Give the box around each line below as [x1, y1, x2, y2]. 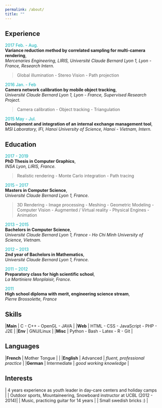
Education [5, 140, 37, 148]
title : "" [5, 12, 25, 16]
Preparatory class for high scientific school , [5, 271, 95, 277]
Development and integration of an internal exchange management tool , [5, 121, 153, 127]
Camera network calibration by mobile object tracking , [5, 87, 117, 93]
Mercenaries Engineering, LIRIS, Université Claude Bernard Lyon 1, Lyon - [5, 58, 151, 63]
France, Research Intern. [5, 63, 55, 69]
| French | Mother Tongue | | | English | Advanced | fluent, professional [5, 355, 145, 361]
